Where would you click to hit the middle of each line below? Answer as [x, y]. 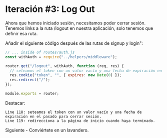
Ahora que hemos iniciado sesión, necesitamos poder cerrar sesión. [75, 23]
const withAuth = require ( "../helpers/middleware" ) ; [61, 57]
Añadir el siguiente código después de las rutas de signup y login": [74, 43]
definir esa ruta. [21, 33]
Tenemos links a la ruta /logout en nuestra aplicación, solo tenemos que [79, 28]
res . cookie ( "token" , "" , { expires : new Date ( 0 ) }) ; [66, 75]
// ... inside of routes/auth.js [40, 52]
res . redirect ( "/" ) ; [30, 80]
